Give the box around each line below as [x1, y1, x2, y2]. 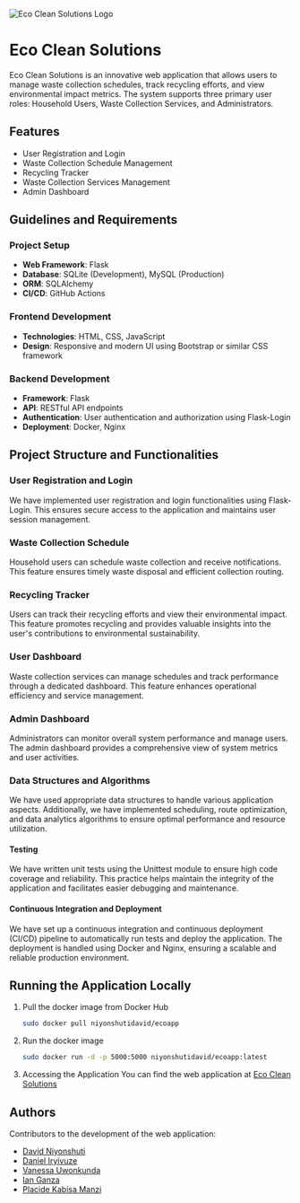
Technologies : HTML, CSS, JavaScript [21, 330, 166, 341]
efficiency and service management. [9, 689, 145, 700]
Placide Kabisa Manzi [21, 1183, 102, 1194]
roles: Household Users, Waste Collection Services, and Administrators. [9, 98, 274, 109]
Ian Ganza [21, 1174, 60, 1185]
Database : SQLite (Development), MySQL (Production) [21, 269, 225, 280]
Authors [9, 1104, 56, 1120]
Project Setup [9, 239, 70, 251]
